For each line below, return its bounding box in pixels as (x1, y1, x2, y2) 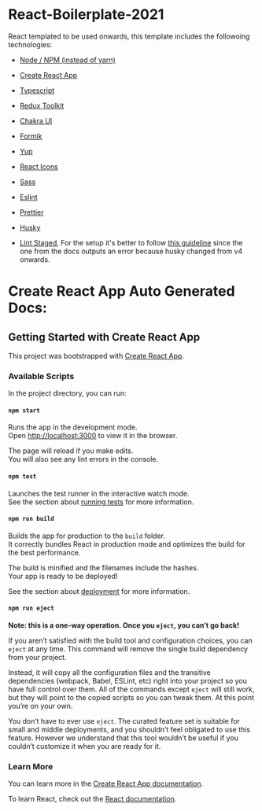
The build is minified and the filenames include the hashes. (8, 562, 199, 572)
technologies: (8, 39, 53, 49)
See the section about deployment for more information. (8, 586, 190, 595)
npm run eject (8, 604, 55, 613)
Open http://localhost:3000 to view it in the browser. (8, 431, 178, 441)
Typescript (19, 85, 55, 95)
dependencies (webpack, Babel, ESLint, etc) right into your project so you (8, 676, 248, 686)
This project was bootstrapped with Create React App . (8, 351, 185, 360)
